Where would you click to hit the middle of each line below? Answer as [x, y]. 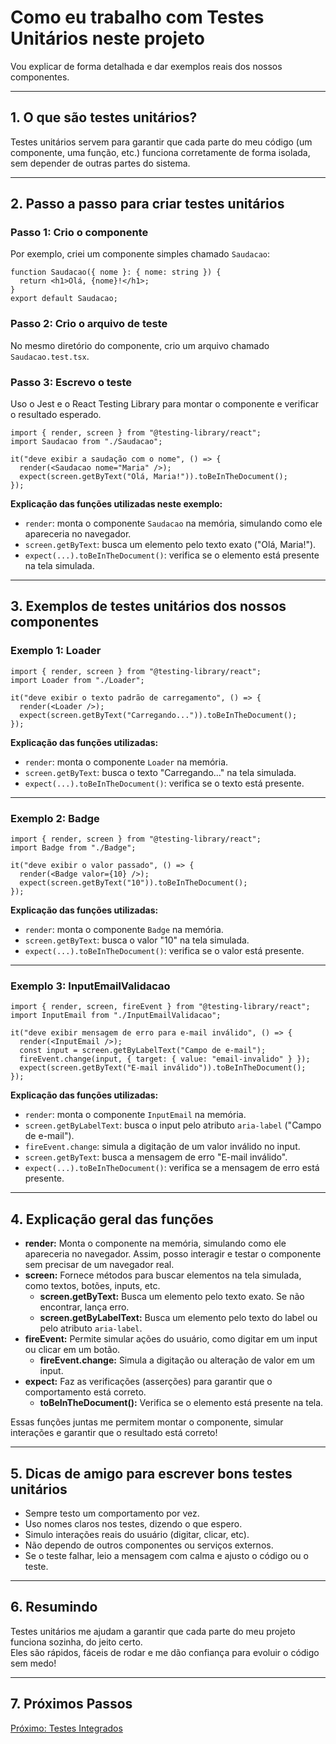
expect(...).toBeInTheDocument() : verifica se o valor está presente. [164, 951]
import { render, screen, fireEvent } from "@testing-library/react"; [160, 1007]
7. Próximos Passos [71, 1704]
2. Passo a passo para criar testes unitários [147, 204]
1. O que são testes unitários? [104, 117]
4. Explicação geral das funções [112, 1219]
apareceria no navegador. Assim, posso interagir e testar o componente [173, 1254]
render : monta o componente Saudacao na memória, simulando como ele [173, 523]
